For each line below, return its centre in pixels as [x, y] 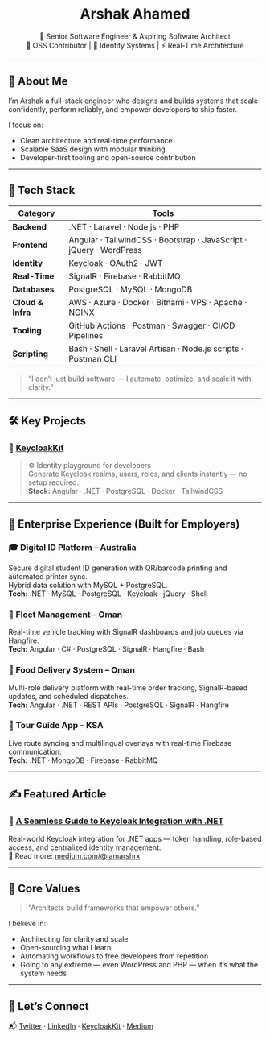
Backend [29, 226]
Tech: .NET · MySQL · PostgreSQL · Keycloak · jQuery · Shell [108, 594]
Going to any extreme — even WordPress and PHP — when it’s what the [139, 965]
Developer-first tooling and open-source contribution [108, 157]
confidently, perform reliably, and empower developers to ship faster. [123, 109]
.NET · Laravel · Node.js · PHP [124, 226]
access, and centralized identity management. [85, 847]
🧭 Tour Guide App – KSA [56, 726]
